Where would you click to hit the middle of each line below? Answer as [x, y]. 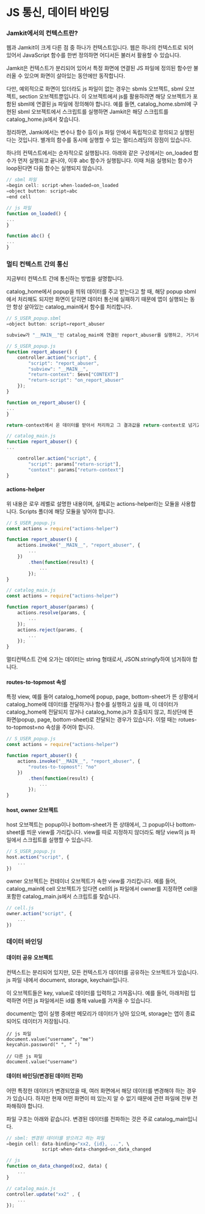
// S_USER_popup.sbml [34, 318]
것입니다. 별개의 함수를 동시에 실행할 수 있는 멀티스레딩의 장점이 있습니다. [105, 140]
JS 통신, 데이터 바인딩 [58, 13]
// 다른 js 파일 [24, 1056]
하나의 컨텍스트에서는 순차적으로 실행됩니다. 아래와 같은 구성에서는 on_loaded [99, 153]
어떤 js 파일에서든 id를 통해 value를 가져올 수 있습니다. [87, 1000]
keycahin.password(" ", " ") [43, 1044]
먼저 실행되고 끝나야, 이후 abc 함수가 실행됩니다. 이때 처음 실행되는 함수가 [105, 161]
